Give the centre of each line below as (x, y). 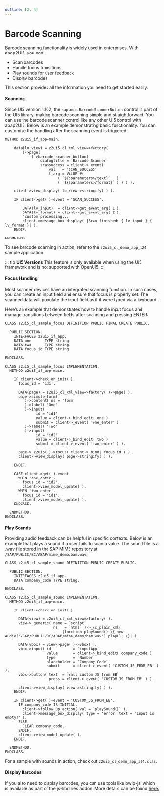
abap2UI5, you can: (25, 53)
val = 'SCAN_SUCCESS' (73, 169)
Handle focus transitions (37, 67)
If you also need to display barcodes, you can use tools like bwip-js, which (80, 783)
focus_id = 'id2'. (41, 482)
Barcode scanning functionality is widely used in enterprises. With (72, 48)
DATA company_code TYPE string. (47, 580)
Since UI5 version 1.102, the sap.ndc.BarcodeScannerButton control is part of (81, 109)
